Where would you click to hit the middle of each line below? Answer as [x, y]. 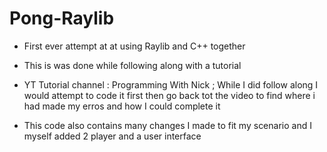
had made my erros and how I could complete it [122, 106]
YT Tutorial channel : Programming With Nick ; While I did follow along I [171, 84]
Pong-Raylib [62, 18]
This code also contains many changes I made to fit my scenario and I [167, 125]
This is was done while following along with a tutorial [132, 65]
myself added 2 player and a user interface [112, 136]
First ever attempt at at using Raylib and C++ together [134, 46]
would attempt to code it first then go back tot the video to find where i [169, 95]
